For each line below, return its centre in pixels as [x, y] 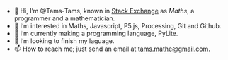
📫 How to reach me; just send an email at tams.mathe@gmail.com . [112, 49]
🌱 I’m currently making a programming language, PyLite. [96, 33]
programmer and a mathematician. [64, 18]
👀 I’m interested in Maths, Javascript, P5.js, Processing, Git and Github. [118, 26]
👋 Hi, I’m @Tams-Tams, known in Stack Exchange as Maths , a [104, 11]
